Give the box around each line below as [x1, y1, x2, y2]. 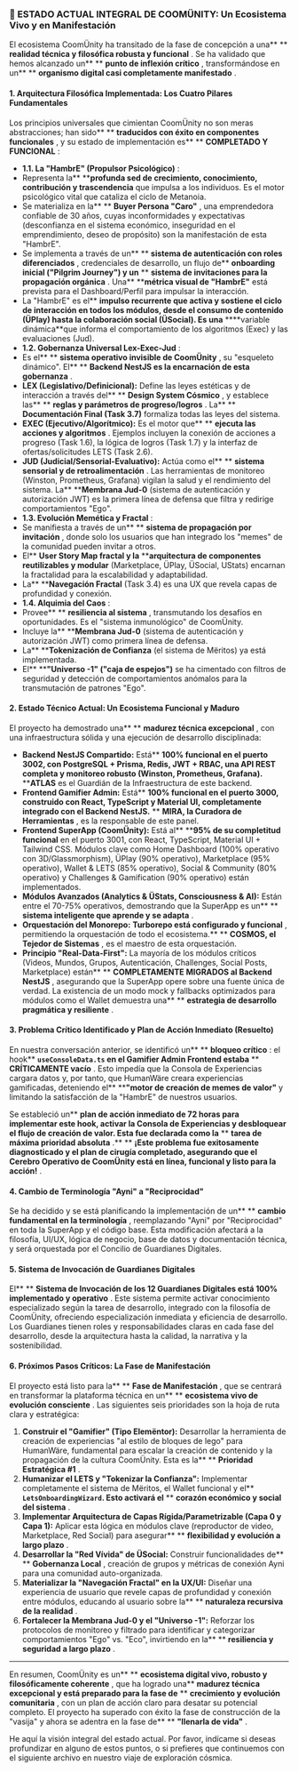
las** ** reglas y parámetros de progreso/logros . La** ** [21, 399, 237, 410]
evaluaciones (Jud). [21, 333, 95, 343]
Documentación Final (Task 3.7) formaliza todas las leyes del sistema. [21, 408, 281, 419]
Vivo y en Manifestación [9, 19, 116, 31]
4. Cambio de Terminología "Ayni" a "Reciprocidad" [9, 1186, 204, 1197]
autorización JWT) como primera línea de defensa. [21, 635, 208, 645]
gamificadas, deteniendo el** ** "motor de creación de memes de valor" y [9, 1082, 284, 1093]
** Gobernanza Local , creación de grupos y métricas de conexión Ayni [21, 1558, 285, 1568]
